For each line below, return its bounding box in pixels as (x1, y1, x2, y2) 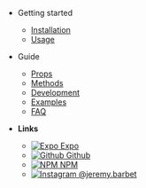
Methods (30, 78, 64, 88)
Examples (30, 97, 67, 107)
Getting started (17, 8, 73, 18)
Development (30, 88, 80, 98)
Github (65, 150, 91, 161)
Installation (30, 25, 71, 35)
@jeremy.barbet (78, 168, 137, 179)
